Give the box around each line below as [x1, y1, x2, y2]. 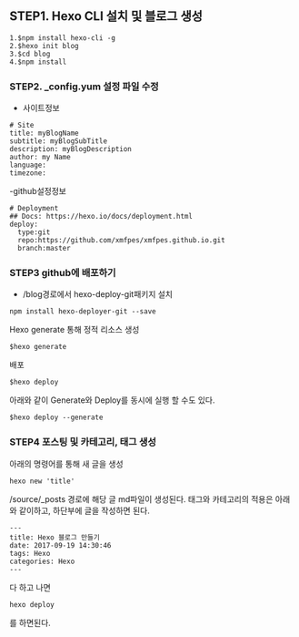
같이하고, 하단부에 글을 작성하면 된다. [18, 505, 150, 516]
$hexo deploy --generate [9, 413, 104, 422]
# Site [9, 121, 35, 130]
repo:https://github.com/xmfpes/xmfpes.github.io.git [17, 236, 225, 245]
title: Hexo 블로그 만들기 [9, 532, 100, 542]
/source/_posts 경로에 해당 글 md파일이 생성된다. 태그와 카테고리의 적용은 [9, 493, 274, 504]
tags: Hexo [9, 549, 51, 558]
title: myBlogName [9, 128, 79, 139]
